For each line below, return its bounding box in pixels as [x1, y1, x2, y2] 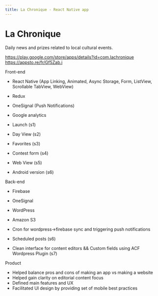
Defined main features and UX [12, 280, 74, 286]
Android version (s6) [12, 169, 54, 175]
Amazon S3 [12, 216, 36, 222]
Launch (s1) [12, 121, 36, 128]
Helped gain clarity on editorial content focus [12, 274, 104, 280]
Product [5, 260, 21, 266]
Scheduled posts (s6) [12, 236, 56, 242]
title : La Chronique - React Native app [5, 7, 89, 12]
